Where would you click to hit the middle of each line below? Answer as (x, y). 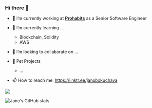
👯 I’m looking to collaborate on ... (45, 52)
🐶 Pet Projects (26, 61)
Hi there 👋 (17, 8)
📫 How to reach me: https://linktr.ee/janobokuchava (65, 80)
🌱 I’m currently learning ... (38, 28)
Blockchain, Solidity (39, 37)
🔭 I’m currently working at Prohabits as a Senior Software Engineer (79, 18)
